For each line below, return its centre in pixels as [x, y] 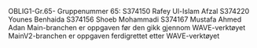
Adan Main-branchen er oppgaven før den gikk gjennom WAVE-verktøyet [127, 27]
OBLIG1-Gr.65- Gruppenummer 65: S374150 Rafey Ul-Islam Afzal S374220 [129, 11]
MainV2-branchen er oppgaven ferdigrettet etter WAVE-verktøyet [114, 36]
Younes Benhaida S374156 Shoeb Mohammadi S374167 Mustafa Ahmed [125, 19]
